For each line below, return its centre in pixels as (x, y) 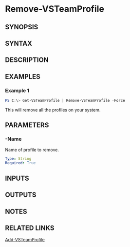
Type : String (18, 159)
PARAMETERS (27, 125)
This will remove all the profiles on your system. (53, 110)
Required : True (20, 163)
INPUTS (17, 178)
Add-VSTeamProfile (25, 240)
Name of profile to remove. (32, 150)
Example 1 (17, 90)
